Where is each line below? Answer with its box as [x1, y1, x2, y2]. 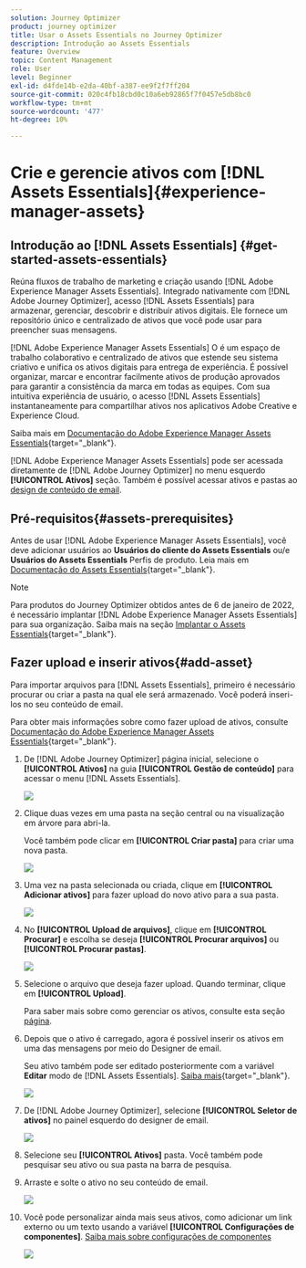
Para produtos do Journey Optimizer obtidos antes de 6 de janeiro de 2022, [10, 599, 295, 610]
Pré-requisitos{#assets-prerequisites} [10, 510, 235, 526]
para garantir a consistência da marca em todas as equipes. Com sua [10, 381, 270, 393]
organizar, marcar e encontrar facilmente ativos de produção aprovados [10, 372, 280, 382]
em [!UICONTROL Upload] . [23, 988, 127, 999]
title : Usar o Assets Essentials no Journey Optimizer [10, 30, 223, 39]
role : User [10, 65, 52, 74]
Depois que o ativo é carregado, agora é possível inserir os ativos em [23, 1032, 284, 1043]
